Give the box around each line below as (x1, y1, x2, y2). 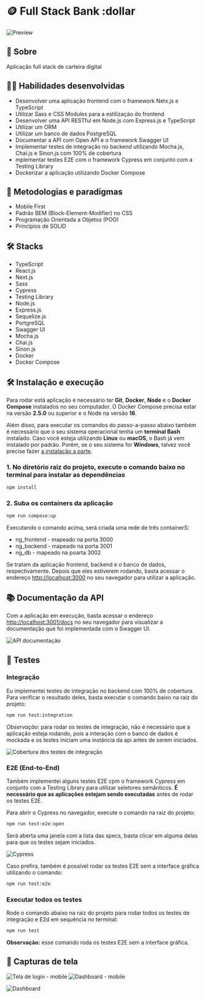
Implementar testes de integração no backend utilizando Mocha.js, (15, 143, 184, 150)
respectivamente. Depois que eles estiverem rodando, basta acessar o (6, 567, 185, 575)
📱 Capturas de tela (6, 956, 79, 967)
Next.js (15, 273, 34, 281)
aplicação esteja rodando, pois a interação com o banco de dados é (6, 729, 178, 737)
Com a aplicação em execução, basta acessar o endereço (6, 612, 153, 619)
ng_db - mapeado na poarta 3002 (15, 549, 101, 556)
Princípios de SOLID (15, 222, 66, 230)
